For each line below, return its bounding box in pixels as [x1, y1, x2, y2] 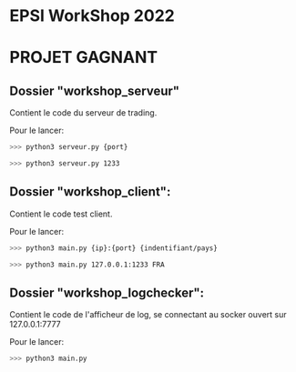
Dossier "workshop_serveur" [9, 83, 180, 98]
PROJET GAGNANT [9, 47, 158, 68]
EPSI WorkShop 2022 [9, 5, 175, 26]
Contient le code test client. [9, 208, 113, 219]
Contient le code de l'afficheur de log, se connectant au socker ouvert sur [9, 309, 287, 320]
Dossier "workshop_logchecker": [9, 285, 205, 300]
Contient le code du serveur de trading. [9, 107, 158, 118]
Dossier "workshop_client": [9, 184, 171, 200]
